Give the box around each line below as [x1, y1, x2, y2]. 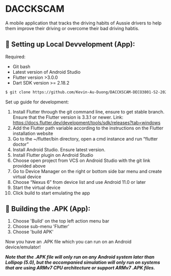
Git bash [12, 63, 31, 69]
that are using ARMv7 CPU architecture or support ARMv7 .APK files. [5, 265, 155, 271]
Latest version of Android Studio [12, 69, 81, 75]
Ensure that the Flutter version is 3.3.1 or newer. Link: [12, 114, 124, 120]
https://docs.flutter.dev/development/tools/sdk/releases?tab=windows [12, 119, 161, 125]
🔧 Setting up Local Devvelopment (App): [5, 40, 135, 49]
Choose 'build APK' [12, 229, 54, 235]
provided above [12, 162, 46, 169]
